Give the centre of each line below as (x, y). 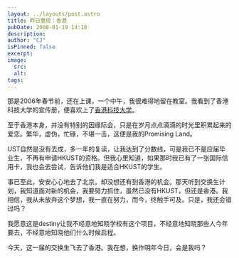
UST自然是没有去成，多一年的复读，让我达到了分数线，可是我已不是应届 (113, 149)
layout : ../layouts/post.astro (54, 14)
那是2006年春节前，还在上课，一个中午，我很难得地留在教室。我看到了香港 (118, 101)
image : (17, 60)
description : (27, 34)
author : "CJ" (27, 41)
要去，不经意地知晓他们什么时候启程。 (63, 232)
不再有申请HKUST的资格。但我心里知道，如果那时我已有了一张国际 (124, 158)
